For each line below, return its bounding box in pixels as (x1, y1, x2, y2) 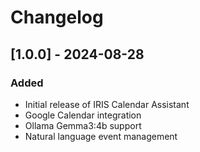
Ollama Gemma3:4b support (24, 119, 142, 131)
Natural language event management (24, 130, 178, 142)
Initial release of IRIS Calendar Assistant (24, 98, 190, 110)
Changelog (10, 6, 104, 29)
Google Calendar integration (24, 109, 142, 121)
